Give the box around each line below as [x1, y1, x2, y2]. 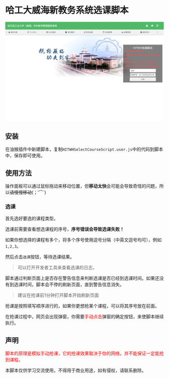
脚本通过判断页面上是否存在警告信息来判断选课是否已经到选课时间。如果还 [5, 275, 159, 281]
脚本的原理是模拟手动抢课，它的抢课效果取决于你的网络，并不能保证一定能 [5, 350, 159, 356]
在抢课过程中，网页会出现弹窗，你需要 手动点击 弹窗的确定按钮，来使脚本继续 [5, 314, 164, 320]
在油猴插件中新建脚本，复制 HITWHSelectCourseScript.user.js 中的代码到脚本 [5, 146, 163, 153]
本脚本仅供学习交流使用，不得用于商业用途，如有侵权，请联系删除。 [5, 367, 146, 373]
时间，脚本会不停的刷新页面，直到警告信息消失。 [22, 281, 124, 287]
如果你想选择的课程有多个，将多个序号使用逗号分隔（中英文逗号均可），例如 [5, 237, 162, 243]
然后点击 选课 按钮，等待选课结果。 [5, 254, 74, 260]
